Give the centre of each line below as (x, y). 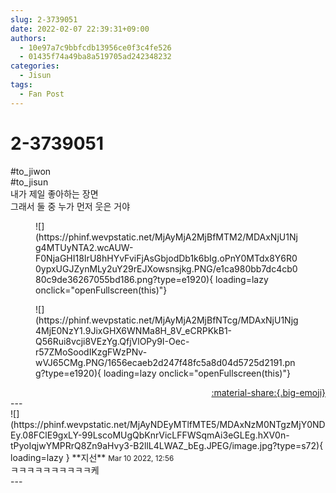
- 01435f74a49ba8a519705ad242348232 (95, 57)
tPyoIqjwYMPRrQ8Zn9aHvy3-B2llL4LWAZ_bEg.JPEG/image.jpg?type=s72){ (167, 445)
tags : (21, 85)
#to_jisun (29, 182)
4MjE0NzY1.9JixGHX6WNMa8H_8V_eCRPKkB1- (134, 330)
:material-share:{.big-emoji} (268, 392)
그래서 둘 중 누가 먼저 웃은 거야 (70, 206)
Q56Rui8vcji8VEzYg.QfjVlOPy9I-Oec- (112, 341)
